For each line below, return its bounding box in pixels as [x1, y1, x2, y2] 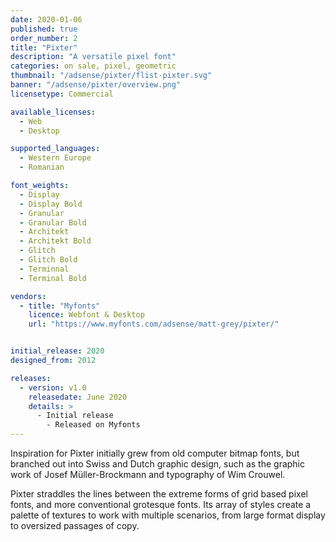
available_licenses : [10, 107, 97, 117]
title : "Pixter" [10, 42, 78, 53]
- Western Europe [19, 153, 92, 163]
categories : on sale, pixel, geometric [10, 61, 177, 71]
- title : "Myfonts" [19, 301, 101, 311]
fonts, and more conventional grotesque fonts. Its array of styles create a [10, 499, 312, 510]
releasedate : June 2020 [28, 392, 128, 402]
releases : [10, 373, 52, 383]
